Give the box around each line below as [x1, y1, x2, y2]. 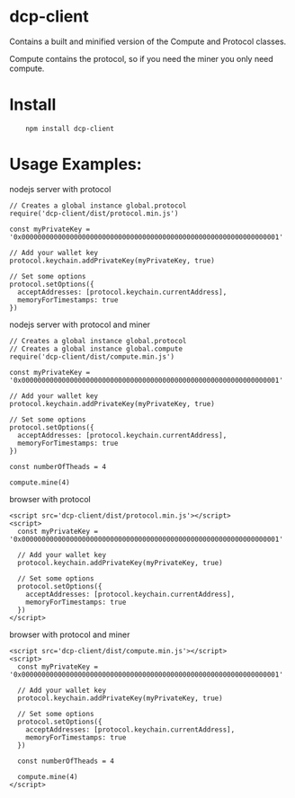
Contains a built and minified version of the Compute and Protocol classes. [9, 36, 287, 47]
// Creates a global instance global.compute [9, 344, 183, 353]
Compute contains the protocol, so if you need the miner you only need [9, 53, 274, 64]
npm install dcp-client [25, 124, 115, 133]
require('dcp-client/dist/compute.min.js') [9, 352, 175, 361]
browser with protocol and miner [9, 629, 130, 640]
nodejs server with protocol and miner [9, 319, 151, 330]
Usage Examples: [9, 155, 142, 174]
